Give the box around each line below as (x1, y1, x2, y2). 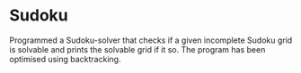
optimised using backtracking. (9, 53, 121, 64)
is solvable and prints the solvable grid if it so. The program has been (9, 44, 266, 54)
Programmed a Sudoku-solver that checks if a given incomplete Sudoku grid (9, 35, 293, 45)
